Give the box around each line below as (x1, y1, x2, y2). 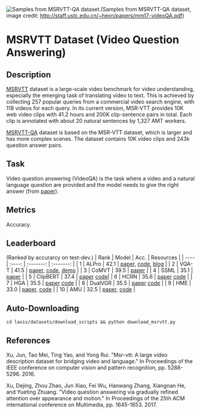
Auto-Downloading (6, 303, 79, 313)
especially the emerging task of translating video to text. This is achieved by (6, 92, 194, 99)
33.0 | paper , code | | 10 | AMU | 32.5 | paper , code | (6, 286, 136, 293)
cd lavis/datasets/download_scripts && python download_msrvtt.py (6, 319, 176, 325)
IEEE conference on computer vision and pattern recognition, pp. (6, 364, 167, 371)
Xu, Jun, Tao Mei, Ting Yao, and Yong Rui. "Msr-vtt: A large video (6, 351, 168, 359)
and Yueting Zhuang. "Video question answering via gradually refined (6, 388, 178, 395)
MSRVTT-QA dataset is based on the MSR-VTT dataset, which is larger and (6, 129, 193, 136)
